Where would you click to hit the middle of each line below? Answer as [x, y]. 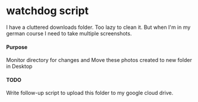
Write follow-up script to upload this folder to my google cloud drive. [90, 93]
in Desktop [19, 67]
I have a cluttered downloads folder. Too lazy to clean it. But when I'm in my [98, 27]
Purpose [17, 47]
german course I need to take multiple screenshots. [69, 33]
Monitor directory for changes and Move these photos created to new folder [99, 60]
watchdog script [47, 11]
